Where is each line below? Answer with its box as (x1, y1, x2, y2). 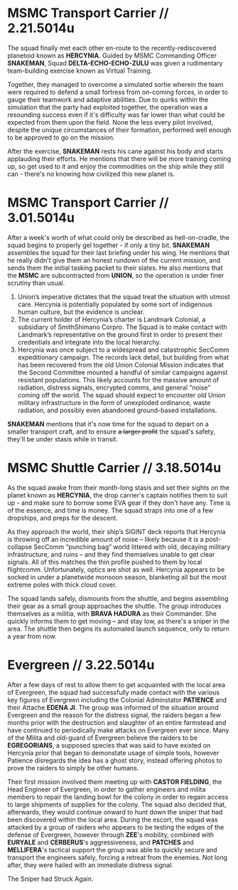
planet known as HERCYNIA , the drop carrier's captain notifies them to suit (7, 491, 228, 499)
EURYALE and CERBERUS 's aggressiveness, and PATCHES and (7, 838, 194, 847)
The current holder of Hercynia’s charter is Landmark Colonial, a (17, 315, 206, 323)
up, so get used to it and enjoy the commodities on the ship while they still (7, 162, 225, 170)
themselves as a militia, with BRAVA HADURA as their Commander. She (7, 609, 217, 617)
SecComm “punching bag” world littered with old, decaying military (33, 543, 231, 551)
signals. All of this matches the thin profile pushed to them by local (7, 557, 202, 566)
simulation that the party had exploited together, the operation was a (7, 103, 208, 111)
